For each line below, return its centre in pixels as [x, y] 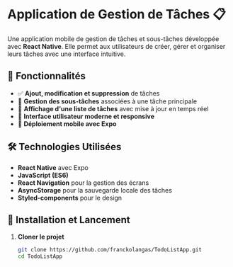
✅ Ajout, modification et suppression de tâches [89, 93]
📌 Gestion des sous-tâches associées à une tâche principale [107, 101]
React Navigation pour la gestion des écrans [83, 183]
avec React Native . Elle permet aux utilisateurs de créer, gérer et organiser [116, 46]
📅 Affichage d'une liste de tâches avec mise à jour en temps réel [113, 108]
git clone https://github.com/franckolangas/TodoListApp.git [110, 250]
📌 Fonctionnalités [47, 76]
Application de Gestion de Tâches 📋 [117, 15]
